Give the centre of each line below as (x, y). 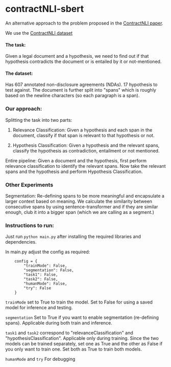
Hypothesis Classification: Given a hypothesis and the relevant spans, (86, 145)
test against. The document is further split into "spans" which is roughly (81, 90)
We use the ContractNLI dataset (39, 33)
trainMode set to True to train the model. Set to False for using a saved (79, 302)
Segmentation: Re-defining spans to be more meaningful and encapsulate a (85, 196)
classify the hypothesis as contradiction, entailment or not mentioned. (86, 150)
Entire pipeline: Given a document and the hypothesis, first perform (76, 160)
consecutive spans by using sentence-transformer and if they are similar (82, 207)
